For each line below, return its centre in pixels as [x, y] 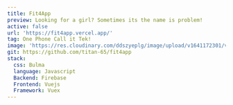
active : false [28, 26]
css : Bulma [29, 65]
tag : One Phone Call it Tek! [49, 39]
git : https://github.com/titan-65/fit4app [69, 52]
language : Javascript [45, 71]
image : [17, 46]
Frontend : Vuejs [37, 84]
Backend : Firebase [40, 78]
